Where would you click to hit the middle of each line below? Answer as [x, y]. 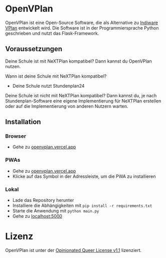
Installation [23, 122]
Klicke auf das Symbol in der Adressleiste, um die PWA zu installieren [84, 176]
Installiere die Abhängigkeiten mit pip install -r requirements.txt [82, 205]
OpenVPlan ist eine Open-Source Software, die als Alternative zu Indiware [81, 23]
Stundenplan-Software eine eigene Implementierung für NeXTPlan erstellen [83, 101]
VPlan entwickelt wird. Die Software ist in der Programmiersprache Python [82, 28]
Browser [16, 136]
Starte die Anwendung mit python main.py [56, 211]
